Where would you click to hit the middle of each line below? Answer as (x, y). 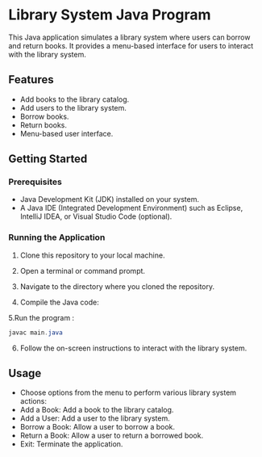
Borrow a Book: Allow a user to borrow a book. (98, 427)
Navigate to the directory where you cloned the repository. (117, 286)
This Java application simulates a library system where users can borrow (129, 37)
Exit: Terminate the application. (71, 444)
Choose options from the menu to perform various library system (128, 392)
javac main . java (35, 333)
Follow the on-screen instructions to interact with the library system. (133, 348)
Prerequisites (35, 182)
